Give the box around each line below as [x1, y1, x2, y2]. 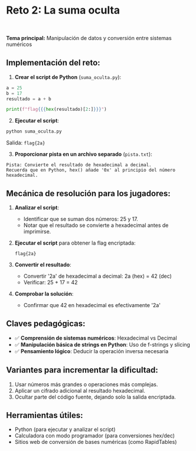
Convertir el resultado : [14, 261, 72, 268]
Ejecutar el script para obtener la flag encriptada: [14, 239, 136, 246]
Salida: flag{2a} [6, 139, 45, 146]
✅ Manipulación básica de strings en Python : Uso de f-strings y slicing [14, 341, 191, 348]
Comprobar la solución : [14, 290, 74, 297]
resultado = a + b [6, 96, 51, 102]
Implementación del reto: [6, 58, 100, 68]
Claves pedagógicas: [6, 319, 86, 329]
